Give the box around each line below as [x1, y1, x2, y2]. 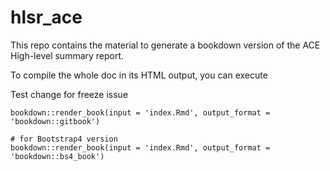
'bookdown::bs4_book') [10, 151, 105, 161]
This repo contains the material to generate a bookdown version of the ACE [10, 39, 321, 51]
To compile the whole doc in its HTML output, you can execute [10, 69, 268, 81]
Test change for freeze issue [10, 88, 129, 100]
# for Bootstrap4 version [10, 134, 118, 144]
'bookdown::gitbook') [10, 116, 101, 126]
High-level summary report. [10, 49, 125, 61]
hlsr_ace [10, 6, 83, 29]
